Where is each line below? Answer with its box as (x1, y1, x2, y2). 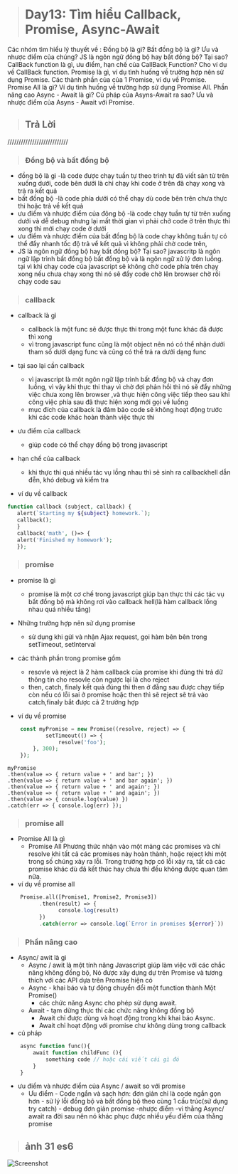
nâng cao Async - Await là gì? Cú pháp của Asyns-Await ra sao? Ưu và (7, 90, 214, 99)
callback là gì (17, 311, 57, 319)
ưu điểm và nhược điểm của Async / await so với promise (17, 1082, 186, 1091)
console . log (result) (58, 907, 119, 914)
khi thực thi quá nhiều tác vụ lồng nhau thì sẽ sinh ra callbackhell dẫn (28, 468, 231, 477)
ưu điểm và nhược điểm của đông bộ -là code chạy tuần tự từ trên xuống (17, 209, 231, 218)
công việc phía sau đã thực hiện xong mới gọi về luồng (28, 398, 188, 406)
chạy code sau (17, 277, 62, 286)
